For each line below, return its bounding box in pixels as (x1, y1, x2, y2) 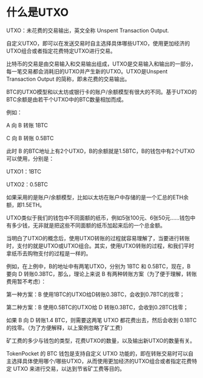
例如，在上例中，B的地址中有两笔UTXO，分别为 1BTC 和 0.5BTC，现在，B (6, 262, 191, 270)
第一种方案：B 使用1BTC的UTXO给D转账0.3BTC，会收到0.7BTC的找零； (6, 291, 185, 298)
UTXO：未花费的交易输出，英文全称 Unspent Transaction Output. (6, 27, 170, 34)
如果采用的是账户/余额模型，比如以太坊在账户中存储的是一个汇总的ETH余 (6, 194, 189, 201)
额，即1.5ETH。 (6, 201, 45, 208)
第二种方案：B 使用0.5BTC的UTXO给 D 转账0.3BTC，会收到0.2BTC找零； (6, 303, 189, 311)
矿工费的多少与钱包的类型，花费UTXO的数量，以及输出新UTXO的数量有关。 (6, 337, 196, 344)
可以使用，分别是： (6, 155, 55, 162)
